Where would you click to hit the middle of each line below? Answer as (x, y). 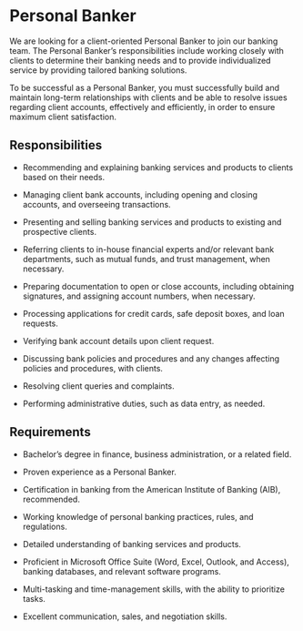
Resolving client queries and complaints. (98, 386)
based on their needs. (64, 177)
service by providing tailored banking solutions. (98, 70)
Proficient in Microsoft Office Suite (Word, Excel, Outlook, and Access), (156, 562)
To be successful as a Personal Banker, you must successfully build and (145, 87)
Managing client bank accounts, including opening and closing (140, 194)
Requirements (50, 432)
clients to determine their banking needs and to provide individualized (140, 60)
